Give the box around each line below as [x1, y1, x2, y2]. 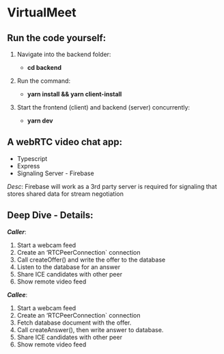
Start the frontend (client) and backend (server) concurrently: [16, 103, 190, 111]
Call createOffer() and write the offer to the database [16, 255, 166, 264]
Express [16, 162, 40, 170]
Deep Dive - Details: [7, 210, 94, 221]
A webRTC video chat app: [7, 136, 123, 148]
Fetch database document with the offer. [16, 318, 132, 327]
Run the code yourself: [7, 32, 107, 44]
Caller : [7, 227, 27, 236]
